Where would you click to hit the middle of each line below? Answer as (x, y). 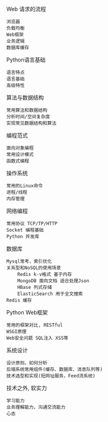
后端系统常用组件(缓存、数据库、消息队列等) (55, 369)
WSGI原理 (16, 332)
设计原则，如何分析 (27, 363)
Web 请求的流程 (26, 9)
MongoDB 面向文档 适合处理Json (53, 281)
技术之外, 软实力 (27, 388)
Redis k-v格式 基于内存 (45, 274)
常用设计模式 (20, 155)
